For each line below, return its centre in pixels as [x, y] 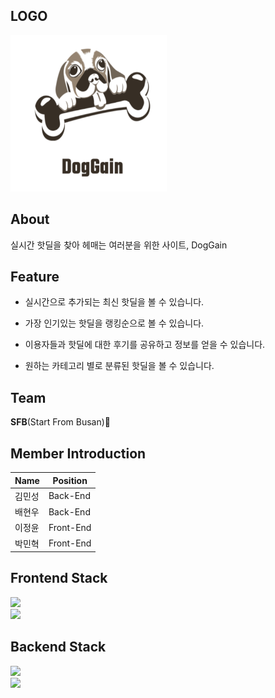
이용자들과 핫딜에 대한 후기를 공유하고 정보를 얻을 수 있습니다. [145, 345]
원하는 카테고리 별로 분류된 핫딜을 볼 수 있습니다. [119, 366]
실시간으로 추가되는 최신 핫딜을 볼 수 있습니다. [114, 302]
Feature [35, 277]
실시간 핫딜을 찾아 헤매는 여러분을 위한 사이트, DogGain [119, 245]
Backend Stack [58, 647]
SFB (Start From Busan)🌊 [61, 422]
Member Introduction [78, 453]
